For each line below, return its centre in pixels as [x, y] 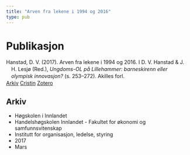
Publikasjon [35, 46]
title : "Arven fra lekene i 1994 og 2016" [58, 11]
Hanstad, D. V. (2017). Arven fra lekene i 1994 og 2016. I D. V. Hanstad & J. [95, 62]
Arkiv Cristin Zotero [30, 83]
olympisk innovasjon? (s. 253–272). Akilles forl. [68, 76]
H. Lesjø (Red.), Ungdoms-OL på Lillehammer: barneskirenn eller [89, 69]
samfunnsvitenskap [38, 128]
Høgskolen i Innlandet [41, 116]
